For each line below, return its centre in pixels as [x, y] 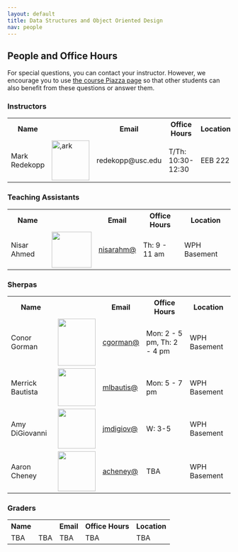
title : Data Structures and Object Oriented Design [85, 21]
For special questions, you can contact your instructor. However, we [107, 73]
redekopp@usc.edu [129, 160]
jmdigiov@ [120, 429]
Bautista [24, 392]
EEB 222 [215, 160]
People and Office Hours [63, 56]
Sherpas [22, 285]
